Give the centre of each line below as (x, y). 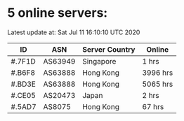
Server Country (109, 49)
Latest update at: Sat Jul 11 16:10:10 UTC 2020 (74, 32)
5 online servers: (58, 13)
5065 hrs (158, 84)
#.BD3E (24, 84)
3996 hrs (158, 73)
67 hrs (153, 106)
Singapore (99, 61)
